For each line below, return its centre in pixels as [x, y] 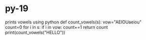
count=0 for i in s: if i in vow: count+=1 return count [56, 27]
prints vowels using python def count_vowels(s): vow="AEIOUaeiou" [73, 22]
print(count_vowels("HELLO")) [35, 32]
